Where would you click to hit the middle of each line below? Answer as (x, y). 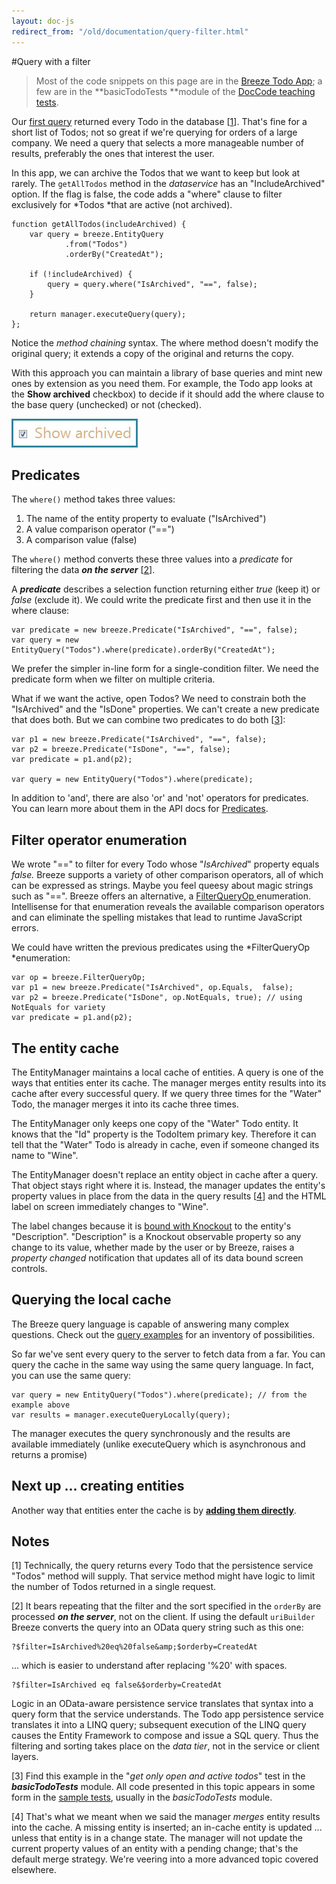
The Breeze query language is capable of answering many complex (150, 1324)
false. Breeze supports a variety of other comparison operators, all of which (167, 875)
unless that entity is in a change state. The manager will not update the (157, 1838)
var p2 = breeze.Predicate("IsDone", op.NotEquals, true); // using (157, 998)
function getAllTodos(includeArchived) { (99, 224)
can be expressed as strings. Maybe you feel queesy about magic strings (162, 886)
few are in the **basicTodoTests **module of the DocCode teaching (175, 91)
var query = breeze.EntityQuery (96, 234)
